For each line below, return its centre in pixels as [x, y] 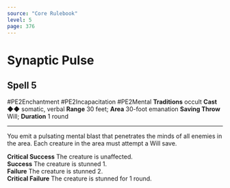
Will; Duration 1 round [38, 117]
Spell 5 [22, 85]
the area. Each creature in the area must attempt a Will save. [92, 143]
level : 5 [20, 20]
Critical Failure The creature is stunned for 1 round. [79, 178]
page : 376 [21, 26]
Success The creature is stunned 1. [57, 164]
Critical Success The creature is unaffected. [70, 157]
